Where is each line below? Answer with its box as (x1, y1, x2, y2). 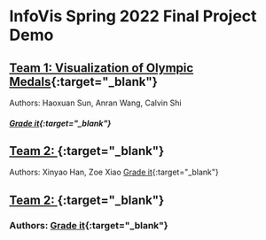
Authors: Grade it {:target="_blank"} (9, 219, 168, 231)
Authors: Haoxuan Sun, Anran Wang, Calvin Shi (9, 97, 182, 108)
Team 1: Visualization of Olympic (9, 60, 194, 75)
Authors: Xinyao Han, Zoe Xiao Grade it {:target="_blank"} (9, 166, 219, 178)
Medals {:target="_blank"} (9, 74, 158, 89)
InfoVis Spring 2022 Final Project (9, 6, 257, 27)
